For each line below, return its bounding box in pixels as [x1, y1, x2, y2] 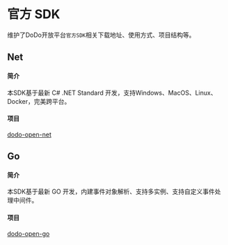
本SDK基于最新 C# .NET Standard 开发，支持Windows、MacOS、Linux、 [7, 88, 217, 97]
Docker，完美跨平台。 [7, 97, 71, 105]
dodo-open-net [7, 130, 52, 139]
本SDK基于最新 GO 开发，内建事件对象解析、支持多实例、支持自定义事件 [7, 187, 215, 196]
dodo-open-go [7, 229, 50, 237]
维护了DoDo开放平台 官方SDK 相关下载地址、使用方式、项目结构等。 [7, 31, 196, 39]
